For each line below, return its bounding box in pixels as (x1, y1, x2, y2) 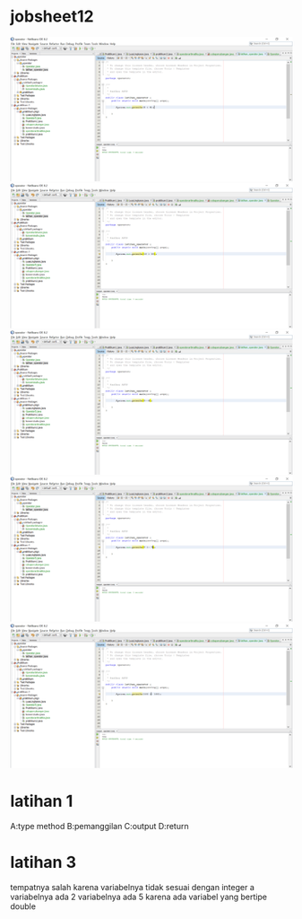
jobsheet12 (10, 6, 94, 27)
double (10, 900, 37, 912)
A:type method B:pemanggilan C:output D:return (10, 820, 189, 831)
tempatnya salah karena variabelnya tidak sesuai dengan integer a (10, 881, 255, 892)
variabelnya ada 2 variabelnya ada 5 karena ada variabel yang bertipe (10, 891, 268, 902)
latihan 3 (10, 853, 77, 872)
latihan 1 (10, 792, 73, 811)
